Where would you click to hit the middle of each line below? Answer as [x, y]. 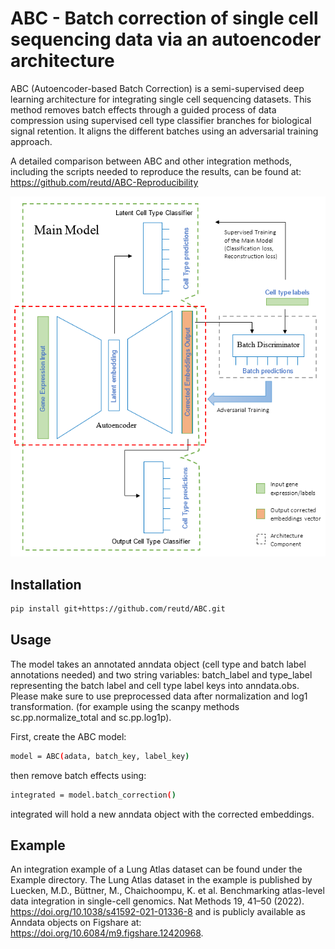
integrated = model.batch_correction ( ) [93, 795]
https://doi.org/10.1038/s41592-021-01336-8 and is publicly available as [158, 912]
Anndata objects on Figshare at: [76, 923]
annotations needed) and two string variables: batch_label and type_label [161, 674]
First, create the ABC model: [68, 736]
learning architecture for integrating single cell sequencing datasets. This [161, 99]
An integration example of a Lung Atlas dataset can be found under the [156, 869]
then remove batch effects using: [78, 775]
